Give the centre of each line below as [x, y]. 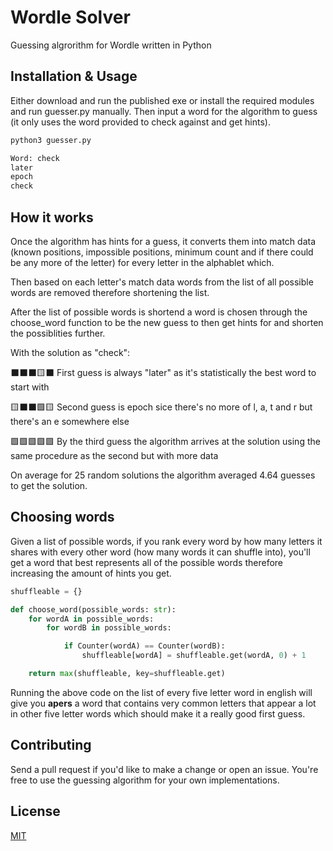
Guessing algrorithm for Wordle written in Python [111, 45]
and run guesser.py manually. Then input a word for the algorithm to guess [164, 111]
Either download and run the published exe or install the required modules [162, 100]
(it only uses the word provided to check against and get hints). [140, 122]
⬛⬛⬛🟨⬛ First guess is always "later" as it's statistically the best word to [163, 372]
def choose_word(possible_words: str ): [93, 609]
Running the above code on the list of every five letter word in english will [161, 692]
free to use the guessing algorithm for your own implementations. [145, 780]
